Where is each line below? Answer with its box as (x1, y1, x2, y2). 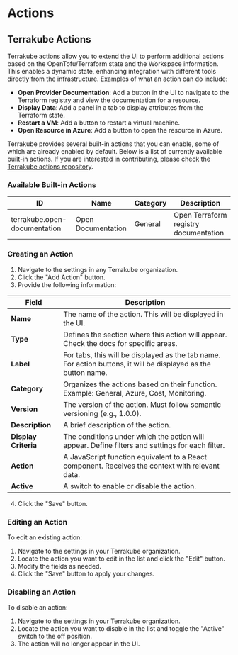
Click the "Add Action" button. (17, 273, 106, 281)
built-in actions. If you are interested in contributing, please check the (7, 155, 211, 163)
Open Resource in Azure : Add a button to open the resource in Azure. (17, 126, 223, 134)
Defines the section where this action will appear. (63, 330, 227, 340)
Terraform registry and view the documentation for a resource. (17, 96, 200, 104)
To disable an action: (7, 603, 69, 612)
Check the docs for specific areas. (63, 338, 178, 348)
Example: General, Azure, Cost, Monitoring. (63, 388, 207, 398)
